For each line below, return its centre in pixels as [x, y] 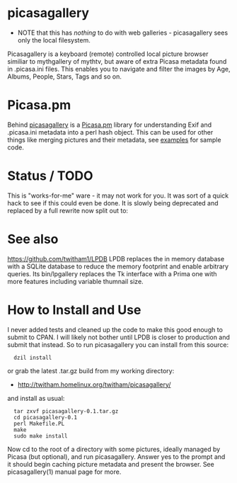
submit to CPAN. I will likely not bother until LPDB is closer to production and [118, 337]
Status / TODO [50, 176]
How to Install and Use [74, 310]
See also [33, 239]
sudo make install [41, 436]
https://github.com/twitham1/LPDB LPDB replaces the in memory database [116, 258]
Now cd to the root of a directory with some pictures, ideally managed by [114, 449]
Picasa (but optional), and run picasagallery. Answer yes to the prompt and [116, 456]
